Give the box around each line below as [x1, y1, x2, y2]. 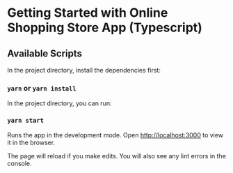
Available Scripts [7, 47, 82, 59]
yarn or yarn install [7, 83, 77, 93]
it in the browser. [7, 138, 56, 146]
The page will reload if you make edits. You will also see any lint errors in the [7, 151, 226, 160]
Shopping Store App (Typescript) [7, 20, 203, 36]
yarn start [7, 116, 44, 125]
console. [7, 159, 33, 167]
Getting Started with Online [7, 5, 168, 21]
